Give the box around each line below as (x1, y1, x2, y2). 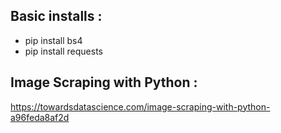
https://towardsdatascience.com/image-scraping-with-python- (10, 100, 271, 113)
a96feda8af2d (10, 111, 70, 123)
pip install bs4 (24, 34, 83, 46)
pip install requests (24, 45, 103, 57)
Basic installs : (10, 8, 103, 25)
